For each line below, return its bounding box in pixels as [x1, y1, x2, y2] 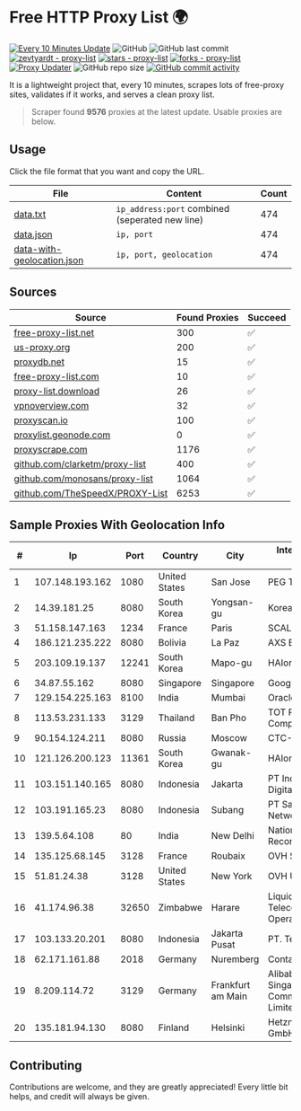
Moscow [211, 732, 248, 745]
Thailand [158, 711, 195, 724]
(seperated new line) [116, 213, 204, 225]
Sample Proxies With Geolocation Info [9, 517, 226, 533]
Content [166, 187, 202, 199]
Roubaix [211, 850, 246, 862]
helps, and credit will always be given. [9, 1091, 150, 1102]
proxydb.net [13, 356, 65, 368]
